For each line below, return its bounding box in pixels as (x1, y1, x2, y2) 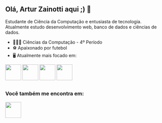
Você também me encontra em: (5, 90, 85, 97)
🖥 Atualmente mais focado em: (12, 52, 77, 58)
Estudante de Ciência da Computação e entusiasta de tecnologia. (5, 18, 142, 24)
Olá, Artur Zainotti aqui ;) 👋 (5, 5, 91, 14)
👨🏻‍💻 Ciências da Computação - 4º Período (12, 39, 103, 45)
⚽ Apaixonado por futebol (12, 45, 67, 51)
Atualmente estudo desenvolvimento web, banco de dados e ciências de (5, 24, 157, 30)
